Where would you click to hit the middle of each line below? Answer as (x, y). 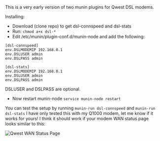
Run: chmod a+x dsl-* (34, 31)
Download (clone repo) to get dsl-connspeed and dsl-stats (72, 26)
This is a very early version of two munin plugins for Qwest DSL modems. (80, 7)
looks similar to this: (25, 124)
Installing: (15, 16)
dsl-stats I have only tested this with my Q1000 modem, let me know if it (79, 113)
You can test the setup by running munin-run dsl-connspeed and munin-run (80, 108)
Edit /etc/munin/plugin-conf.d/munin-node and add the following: (79, 37)
